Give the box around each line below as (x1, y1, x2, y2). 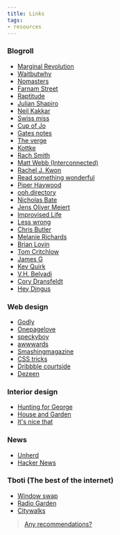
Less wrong (17, 218, 51, 226)
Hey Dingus (17, 284, 51, 293)
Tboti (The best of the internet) (7, 476, 114, 485)
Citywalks (17, 506, 46, 515)
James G (17, 255, 43, 263)
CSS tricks (17, 354, 48, 363)
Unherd (17, 451, 40, 459)
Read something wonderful (17, 173, 95, 181)
